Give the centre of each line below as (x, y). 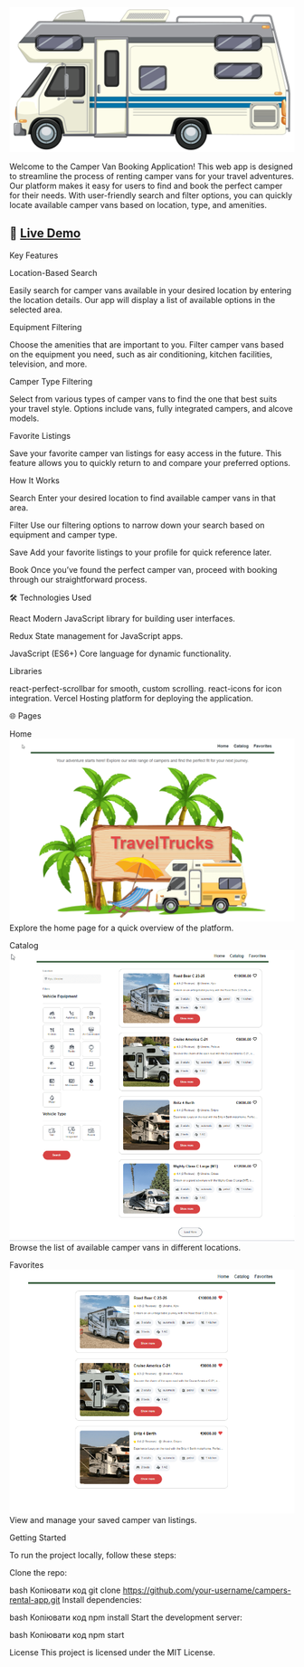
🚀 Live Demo (45, 233)
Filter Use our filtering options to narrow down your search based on (137, 525)
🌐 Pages (26, 715)
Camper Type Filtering (51, 381)
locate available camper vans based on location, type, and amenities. (138, 205)
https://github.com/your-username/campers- (207, 1590)
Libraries (26, 671)
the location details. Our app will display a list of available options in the (142, 300)
